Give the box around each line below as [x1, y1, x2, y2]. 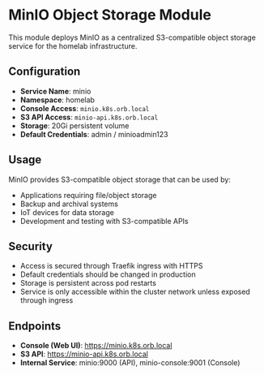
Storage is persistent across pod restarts [19, 278, 156, 288]
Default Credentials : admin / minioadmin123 [19, 129, 168, 139]
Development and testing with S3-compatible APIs [19, 216, 189, 226]
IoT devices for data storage [19, 207, 115, 217]
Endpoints [8, 319, 62, 333]
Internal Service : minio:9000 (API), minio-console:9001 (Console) [19, 358, 241, 368]
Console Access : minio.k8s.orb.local [19, 103, 150, 113]
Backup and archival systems [19, 199, 119, 209]
